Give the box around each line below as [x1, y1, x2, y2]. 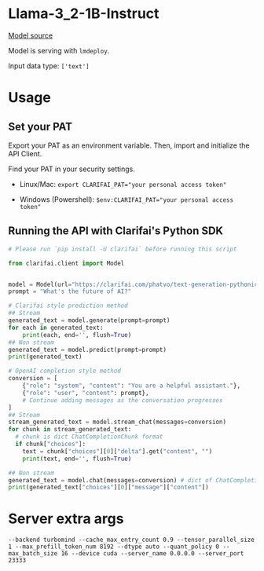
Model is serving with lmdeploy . [8, 46, 110, 55]
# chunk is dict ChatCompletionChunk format [15, 433, 163, 441]
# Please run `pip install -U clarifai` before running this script [8, 245, 237, 253]
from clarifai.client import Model [8, 259, 125, 267]
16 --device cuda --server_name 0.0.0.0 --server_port [60, 550, 244, 558]
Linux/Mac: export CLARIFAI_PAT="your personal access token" [19, 179, 227, 189]
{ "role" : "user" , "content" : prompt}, [22, 389, 149, 397]
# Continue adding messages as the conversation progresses [22, 396, 223, 404]
